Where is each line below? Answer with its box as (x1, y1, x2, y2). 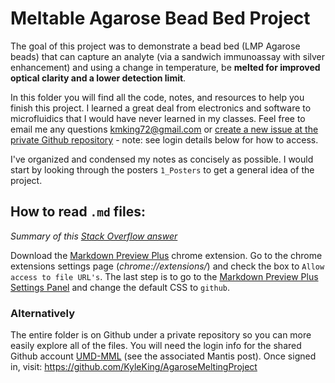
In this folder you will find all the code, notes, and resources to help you (10, 91, 305, 103)
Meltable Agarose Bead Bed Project (10, 7, 311, 30)
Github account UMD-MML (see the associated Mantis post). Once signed (10, 350, 317, 362)
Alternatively (10, 306, 76, 320)
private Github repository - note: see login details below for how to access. (10, 133, 319, 146)
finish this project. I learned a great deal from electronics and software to (10, 102, 312, 114)
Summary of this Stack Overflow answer (10, 230, 178, 242)
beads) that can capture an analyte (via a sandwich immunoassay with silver (10, 50, 326, 62)
